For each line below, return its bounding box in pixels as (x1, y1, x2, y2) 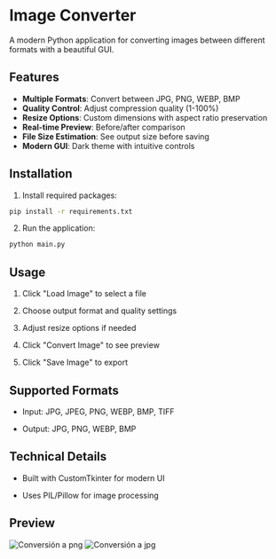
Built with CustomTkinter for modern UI (21, 472, 166, 484)
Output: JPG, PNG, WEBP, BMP (21, 423, 137, 434)
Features (9, 70, 59, 85)
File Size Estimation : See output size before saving (21, 130, 210, 142)
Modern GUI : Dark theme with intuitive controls (21, 140, 195, 151)
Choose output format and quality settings (21, 305, 177, 316)
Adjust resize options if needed (21, 323, 137, 334)
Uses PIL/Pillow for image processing (21, 490, 160, 500)
